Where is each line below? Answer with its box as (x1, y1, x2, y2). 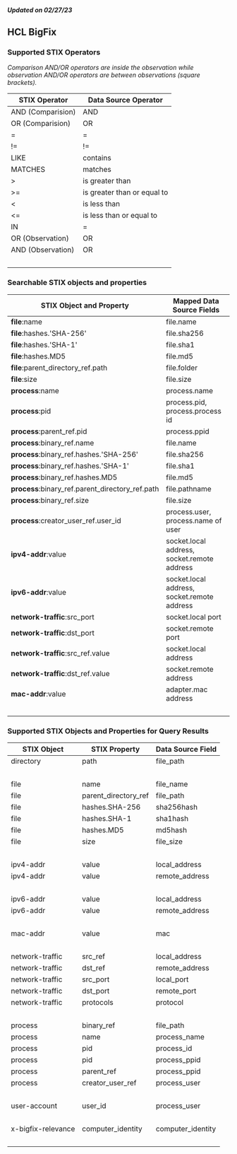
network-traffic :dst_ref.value (11, 668, 111, 678)
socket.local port (165, 612, 222, 622)
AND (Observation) (11, 245, 75, 255)
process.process (165, 406, 222, 416)
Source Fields (172, 305, 220, 315)
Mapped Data (172, 296, 220, 305)
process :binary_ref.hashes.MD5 (11, 472, 118, 482)
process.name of (165, 515, 222, 525)
